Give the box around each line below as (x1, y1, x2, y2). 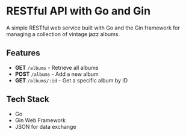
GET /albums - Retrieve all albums (14, 64, 99, 71)
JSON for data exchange (14, 123, 76, 130)
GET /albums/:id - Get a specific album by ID (14, 76, 128, 84)
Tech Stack (6, 94, 49, 105)
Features (6, 48, 40, 58)
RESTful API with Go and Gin (6, 4, 151, 18)
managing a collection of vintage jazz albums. (6, 30, 120, 37)
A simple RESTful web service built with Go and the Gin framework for (6, 24, 181, 31)
